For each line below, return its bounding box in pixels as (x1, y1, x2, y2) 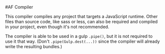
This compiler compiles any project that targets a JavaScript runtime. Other (5, 14, 158, 19)
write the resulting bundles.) (5, 44, 63, 49)
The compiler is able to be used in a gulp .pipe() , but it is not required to (5, 34, 153, 39)
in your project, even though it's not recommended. (5, 24, 109, 30)
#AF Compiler (5, 4, 33, 10)
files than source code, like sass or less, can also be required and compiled (5, 19, 158, 24)
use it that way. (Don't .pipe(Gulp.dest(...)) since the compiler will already (5, 38, 160, 44)
